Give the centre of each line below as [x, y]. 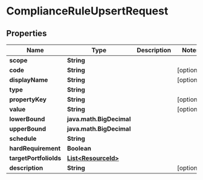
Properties [27, 33]
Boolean [79, 148]
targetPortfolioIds [35, 158]
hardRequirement [35, 148]
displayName [29, 80]
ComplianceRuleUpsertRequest [87, 11]
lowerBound [27, 119]
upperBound [28, 129]
